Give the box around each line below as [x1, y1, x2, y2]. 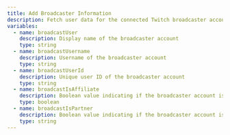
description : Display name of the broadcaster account [19, 35, 179, 42]
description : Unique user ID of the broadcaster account [19, 73, 186, 80]
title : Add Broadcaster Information [7, 10, 112, 17]
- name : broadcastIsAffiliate [13, 86, 99, 93]
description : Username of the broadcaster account [19, 55, 167, 61]
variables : [7, 22, 38, 29]
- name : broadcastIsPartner [13, 105, 94, 112]
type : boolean [19, 99, 60, 106]
